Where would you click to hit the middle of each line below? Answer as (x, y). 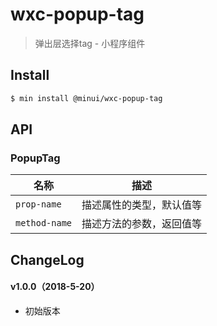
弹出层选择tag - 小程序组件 (90, 43)
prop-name (38, 204)
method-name (44, 223)
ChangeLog (47, 259)
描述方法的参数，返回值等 (142, 224)
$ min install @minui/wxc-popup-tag (86, 98)
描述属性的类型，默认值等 (142, 205)
